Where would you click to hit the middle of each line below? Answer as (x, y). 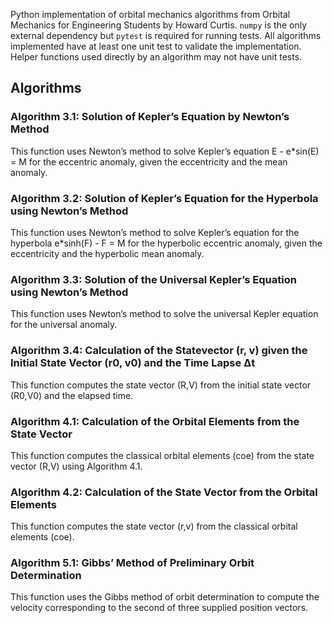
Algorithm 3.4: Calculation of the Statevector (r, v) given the (159, 351)
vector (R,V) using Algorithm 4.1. (76, 466)
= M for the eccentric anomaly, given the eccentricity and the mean (149, 161)
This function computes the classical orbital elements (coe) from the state (162, 455)
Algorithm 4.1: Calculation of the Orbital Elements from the (155, 421)
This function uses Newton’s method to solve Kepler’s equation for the (155, 232)
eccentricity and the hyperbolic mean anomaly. (107, 253)
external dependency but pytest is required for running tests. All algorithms (166, 35)
